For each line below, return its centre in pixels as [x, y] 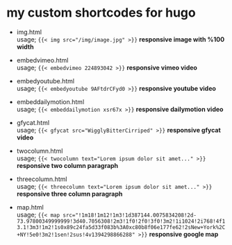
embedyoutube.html [45, 81]
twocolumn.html [40, 151]
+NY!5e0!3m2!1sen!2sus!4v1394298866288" [76, 235]
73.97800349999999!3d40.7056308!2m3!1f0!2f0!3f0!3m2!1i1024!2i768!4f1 [121, 221]
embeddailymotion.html [50, 101]
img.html [29, 32]
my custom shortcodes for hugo [101, 13]
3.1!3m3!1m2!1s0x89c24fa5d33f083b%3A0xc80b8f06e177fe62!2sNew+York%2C [121, 227]
